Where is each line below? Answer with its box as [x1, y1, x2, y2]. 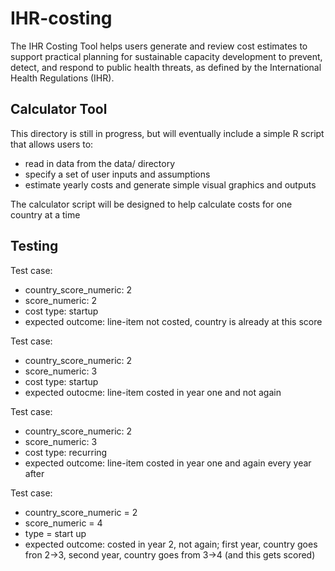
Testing [10, 238, 59, 255]
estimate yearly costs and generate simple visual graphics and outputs [24, 178, 317, 191]
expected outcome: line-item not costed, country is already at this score [24, 315, 323, 327]
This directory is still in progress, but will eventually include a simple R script [10, 127, 325, 139]
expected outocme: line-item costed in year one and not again [24, 386, 282, 398]
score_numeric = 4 [24, 517, 103, 529]
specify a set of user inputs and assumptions [24, 168, 211, 180]
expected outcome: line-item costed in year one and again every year [24, 457, 312, 469]
